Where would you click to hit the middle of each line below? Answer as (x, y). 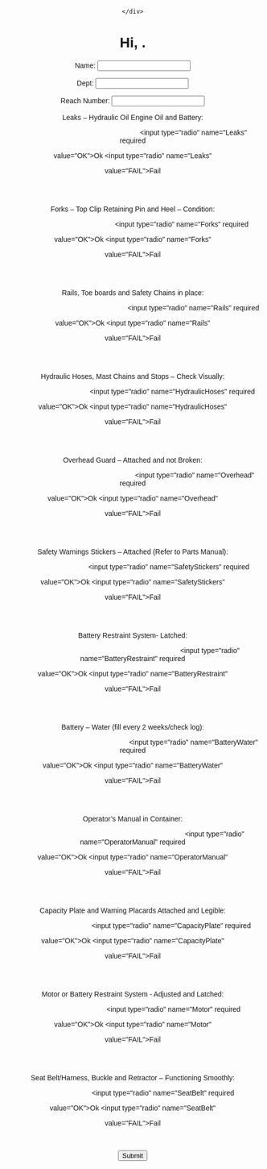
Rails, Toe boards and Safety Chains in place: (133, 293)
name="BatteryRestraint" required (133, 658)
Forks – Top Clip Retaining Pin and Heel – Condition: (133, 209)
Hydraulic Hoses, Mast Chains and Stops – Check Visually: (133, 376)
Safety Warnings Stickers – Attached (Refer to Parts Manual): (133, 551)
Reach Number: (85, 100)
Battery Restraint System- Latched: (133, 635)
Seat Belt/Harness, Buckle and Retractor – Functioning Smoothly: (133, 1077)
